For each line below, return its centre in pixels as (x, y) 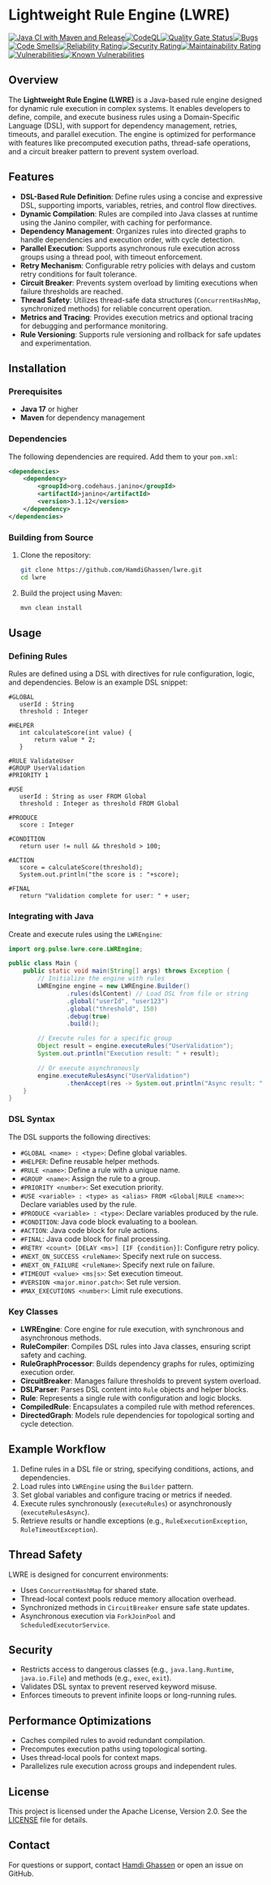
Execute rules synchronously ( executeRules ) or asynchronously (126, 1503)
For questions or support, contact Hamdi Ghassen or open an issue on (126, 1865)
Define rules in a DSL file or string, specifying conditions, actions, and (137, 1469)
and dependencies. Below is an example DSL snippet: (98, 682)
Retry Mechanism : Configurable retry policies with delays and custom (138, 265)
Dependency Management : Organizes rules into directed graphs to (133, 231)
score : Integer (47, 825)
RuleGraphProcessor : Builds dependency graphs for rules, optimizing (137, 1363)
